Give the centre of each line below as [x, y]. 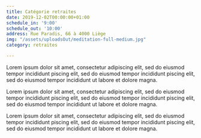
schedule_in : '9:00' [32, 23]
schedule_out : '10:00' [34, 28]
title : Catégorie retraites [41, 12]
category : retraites [32, 45]
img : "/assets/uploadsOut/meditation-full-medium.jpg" [76, 39]
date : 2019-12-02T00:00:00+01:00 [48, 17]
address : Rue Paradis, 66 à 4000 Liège [56, 34]
